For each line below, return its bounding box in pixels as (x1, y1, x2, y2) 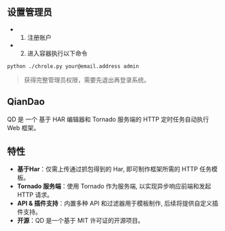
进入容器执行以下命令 (27, 49, 88, 57)
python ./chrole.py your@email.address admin (7, 62, 139, 70)
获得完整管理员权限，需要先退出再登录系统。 (23, 75, 150, 84)
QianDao (7, 96, 45, 108)
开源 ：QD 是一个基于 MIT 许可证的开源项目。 (16, 217, 144, 225)
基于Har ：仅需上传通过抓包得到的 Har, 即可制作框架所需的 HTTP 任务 (16, 165, 212, 173)
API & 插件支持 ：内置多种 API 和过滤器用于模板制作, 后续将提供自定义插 (16, 199, 219, 208)
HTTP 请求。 (16, 191, 53, 199)
